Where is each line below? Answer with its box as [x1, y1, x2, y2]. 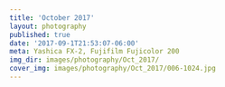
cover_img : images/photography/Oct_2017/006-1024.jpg [9, 64, 217, 73]
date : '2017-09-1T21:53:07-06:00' [9, 38, 140, 48]
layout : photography [9, 22, 88, 31]
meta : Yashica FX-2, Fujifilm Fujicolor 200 [9, 47, 180, 56]
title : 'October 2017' [9, 13, 95, 23]
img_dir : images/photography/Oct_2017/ [9, 55, 160, 64]
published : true [9, 30, 70, 39]
